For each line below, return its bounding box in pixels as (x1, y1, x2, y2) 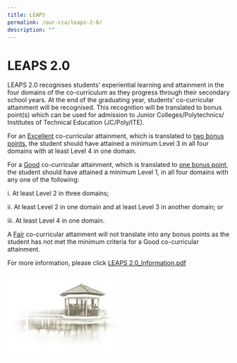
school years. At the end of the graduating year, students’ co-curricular (7, 96, 214, 104)
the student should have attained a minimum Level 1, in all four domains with (7, 168, 229, 176)
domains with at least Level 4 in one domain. (7, 147, 137, 155)
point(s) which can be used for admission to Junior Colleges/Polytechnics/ (7, 111, 224, 119)
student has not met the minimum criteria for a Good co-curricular (7, 238, 200, 246)
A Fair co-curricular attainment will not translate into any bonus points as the (7, 230, 230, 239)
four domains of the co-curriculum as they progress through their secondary (7, 88, 230, 97)
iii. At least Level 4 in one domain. (7, 216, 105, 225)
